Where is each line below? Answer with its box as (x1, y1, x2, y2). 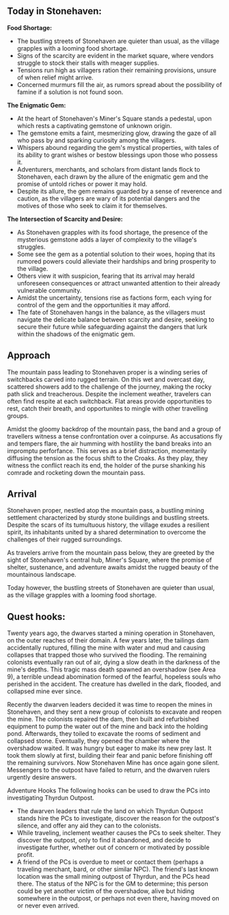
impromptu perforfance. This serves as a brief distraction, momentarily (7, 446, 207, 454)
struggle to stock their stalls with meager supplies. (16, 58, 159, 67)
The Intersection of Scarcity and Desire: (7, 215, 123, 223)
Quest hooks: (7, 610, 66, 622)
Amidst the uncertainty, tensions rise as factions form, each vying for (16, 294, 212, 302)
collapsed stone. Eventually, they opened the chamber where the (7, 737, 190, 745)
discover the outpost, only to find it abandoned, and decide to (16, 836, 191, 845)
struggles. (16, 242, 46, 250)
